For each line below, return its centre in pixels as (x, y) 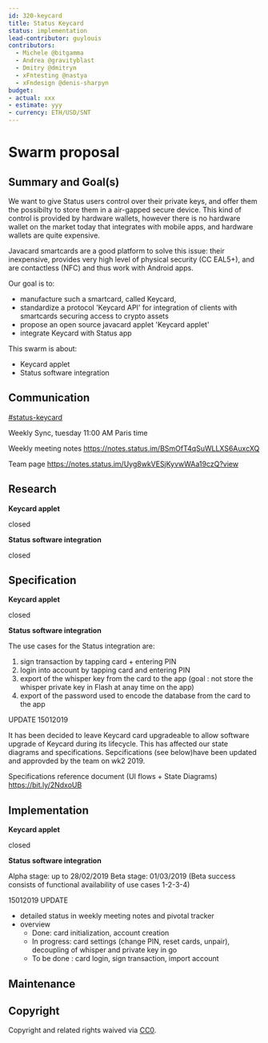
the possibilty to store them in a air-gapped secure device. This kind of (125, 210)
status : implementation (48, 30)
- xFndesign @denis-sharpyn (62, 83)
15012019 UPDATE (38, 900)
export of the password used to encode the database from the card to (135, 696)
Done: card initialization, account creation (100, 933)
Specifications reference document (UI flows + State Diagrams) (113, 777)
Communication (49, 398)
